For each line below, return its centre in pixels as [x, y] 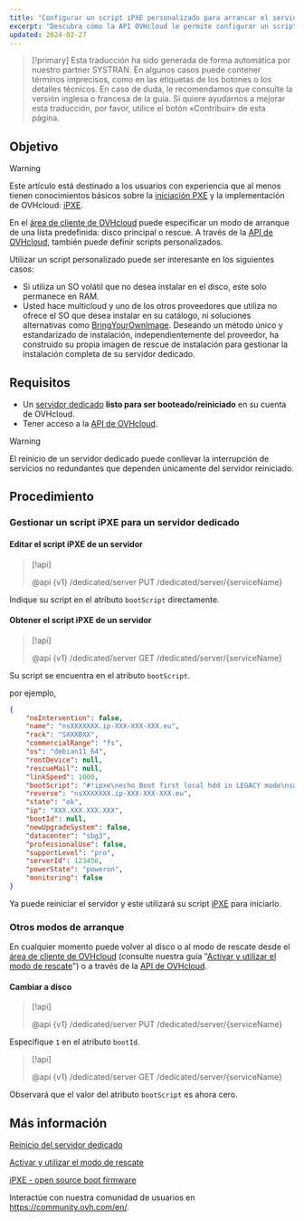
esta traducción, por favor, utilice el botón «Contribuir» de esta [148, 109]
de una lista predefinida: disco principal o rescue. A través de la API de [141, 233]
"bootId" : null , [57, 819]
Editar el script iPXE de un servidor [76, 543]
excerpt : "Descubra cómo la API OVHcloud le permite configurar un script [153, 26]
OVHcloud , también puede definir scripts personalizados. [116, 242]
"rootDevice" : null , [64, 760]
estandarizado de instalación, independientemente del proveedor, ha [151, 335]
